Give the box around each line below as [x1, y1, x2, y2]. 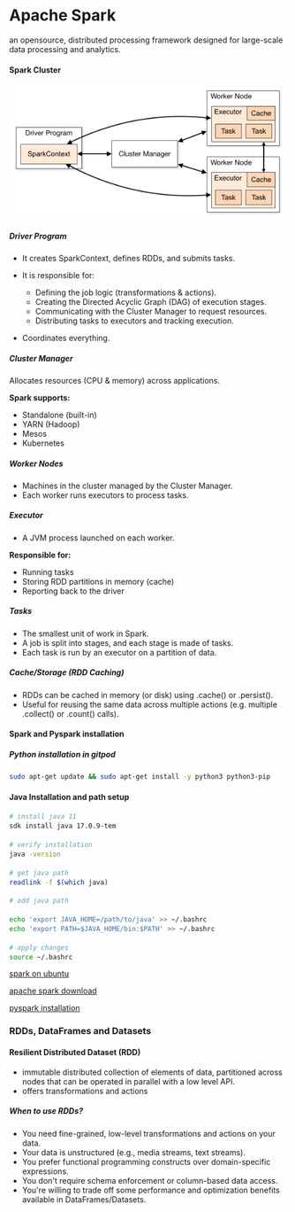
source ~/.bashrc [9, 952, 73, 961]
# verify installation [9, 841, 93, 850]
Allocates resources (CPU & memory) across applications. [9, 375, 221, 385]
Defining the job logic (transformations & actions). [34, 287, 217, 298]
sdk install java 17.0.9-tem [9, 821, 117, 831]
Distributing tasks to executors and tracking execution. [34, 315, 234, 326]
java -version [9, 850, 62, 858]
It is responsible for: [21, 269, 95, 280]
